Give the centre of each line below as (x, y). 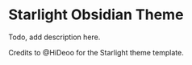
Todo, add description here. (54, 37)
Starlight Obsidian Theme (96, 15)
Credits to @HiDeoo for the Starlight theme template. (96, 52)
